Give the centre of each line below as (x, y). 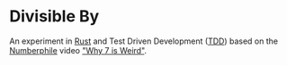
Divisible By (54, 16)
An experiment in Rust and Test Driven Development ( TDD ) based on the (144, 41)
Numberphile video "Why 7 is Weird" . (78, 50)
